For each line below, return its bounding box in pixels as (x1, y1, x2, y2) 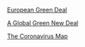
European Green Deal (7, 6, 67, 14)
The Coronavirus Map (7, 32, 68, 40)
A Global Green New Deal (7, 19, 79, 27)
